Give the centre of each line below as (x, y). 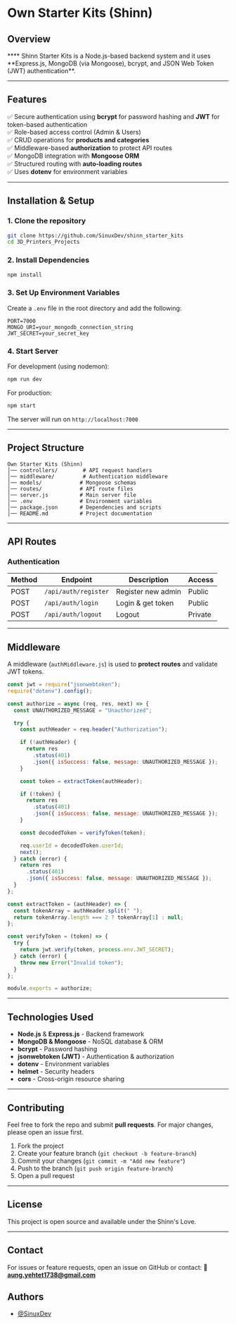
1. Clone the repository (47, 221)
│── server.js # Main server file (72, 495)
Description (149, 580)
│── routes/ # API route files (70, 489)
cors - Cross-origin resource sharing (71, 1079)
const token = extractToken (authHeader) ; (81, 781)
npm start (22, 406)
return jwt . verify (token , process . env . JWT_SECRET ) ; (97, 950)
